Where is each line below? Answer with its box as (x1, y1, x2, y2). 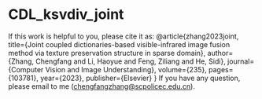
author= (207, 48, 234, 57)
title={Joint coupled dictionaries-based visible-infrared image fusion (8, 39, 231, 49)
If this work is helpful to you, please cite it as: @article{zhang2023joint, (8, 31, 239, 41)
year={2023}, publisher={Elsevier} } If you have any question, (40, 73, 241, 82)
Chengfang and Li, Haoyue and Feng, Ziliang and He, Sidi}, (35, 57, 226, 66)
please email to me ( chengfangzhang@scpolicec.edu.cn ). (8, 81, 195, 91)
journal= (227, 57, 255, 66)
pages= (208, 64, 234, 74)
